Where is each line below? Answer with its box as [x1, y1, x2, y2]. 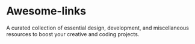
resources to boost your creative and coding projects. [6, 30, 140, 37]
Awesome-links [6, 4, 86, 18]
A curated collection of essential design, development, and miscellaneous [6, 24, 190, 31]
